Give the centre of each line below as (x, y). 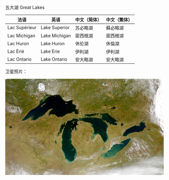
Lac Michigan (21, 35)
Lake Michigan (56, 35)
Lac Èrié (16, 51)
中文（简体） (89, 20)
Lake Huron (53, 43)
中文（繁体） (119, 20)
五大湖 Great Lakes (25, 7)
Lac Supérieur (22, 28)
